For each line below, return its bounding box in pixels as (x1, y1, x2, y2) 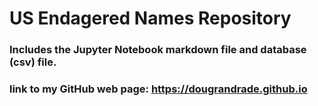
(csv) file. (9, 55, 57, 69)
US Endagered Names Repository (9, 7, 292, 30)
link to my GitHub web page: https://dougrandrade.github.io (9, 82, 308, 96)
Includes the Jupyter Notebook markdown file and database (9, 43, 307, 57)
